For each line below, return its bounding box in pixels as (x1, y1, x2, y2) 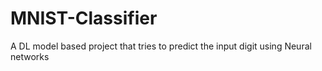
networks (10, 50, 50, 62)
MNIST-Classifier (10, 7, 158, 30)
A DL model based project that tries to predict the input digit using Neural (10, 40, 312, 52)
